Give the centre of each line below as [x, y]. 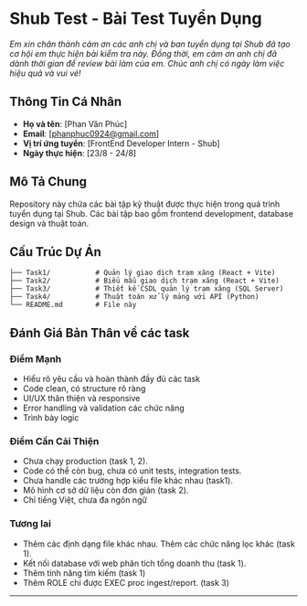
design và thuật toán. [49, 223]
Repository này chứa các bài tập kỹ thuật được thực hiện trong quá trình [145, 204]
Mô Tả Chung [48, 182]
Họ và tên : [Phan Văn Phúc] [75, 123]
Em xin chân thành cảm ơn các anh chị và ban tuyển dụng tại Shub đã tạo [150, 44]
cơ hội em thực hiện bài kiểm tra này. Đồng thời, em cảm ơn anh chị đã [143, 53]
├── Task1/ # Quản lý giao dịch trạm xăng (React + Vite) [143, 273]
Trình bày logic [51, 418]
